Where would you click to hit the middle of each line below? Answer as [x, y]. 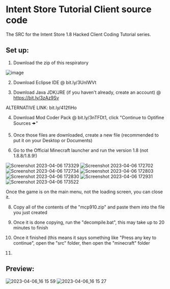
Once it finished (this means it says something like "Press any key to [85, 238]
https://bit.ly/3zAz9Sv [36, 97]
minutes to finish [31, 227]
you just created [30, 212]
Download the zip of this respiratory [51, 63]
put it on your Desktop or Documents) [53, 140]
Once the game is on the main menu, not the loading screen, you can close [84, 192]
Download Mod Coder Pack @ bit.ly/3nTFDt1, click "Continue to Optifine [89, 117]
